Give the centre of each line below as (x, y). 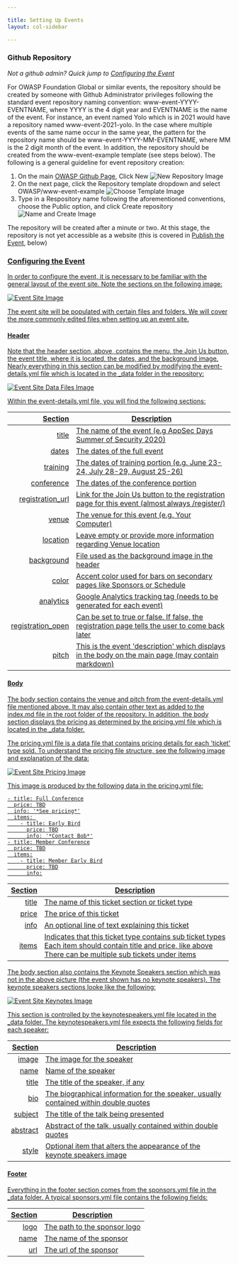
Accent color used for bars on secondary (144, 576)
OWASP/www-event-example (61, 191)
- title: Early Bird (50, 823)
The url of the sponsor (81, 1250)
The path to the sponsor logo (92, 1226)
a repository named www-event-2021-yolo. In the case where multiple (110, 124)
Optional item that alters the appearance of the (123, 1145)
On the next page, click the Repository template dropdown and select (119, 183)
